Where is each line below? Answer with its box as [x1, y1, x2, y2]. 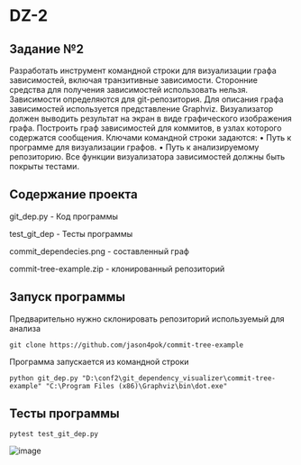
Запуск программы [9, 289, 126, 305]
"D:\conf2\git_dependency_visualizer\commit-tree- [81, 373, 277, 383]
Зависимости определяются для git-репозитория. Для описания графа [9, 94, 284, 105]
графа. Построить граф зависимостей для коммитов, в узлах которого [9, 123, 282, 133]
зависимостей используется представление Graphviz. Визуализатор [9, 104, 274, 114]
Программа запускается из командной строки [9, 356, 189, 367]
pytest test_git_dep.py [9, 430, 99, 439]
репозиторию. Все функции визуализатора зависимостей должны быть [9, 151, 286, 162]
